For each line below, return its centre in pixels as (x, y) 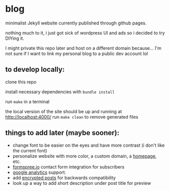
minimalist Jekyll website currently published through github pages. (76, 23)
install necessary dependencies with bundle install (60, 92)
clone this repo (21, 81)
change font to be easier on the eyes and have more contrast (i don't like (89, 145)
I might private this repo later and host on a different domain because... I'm (83, 48)
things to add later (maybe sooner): (62, 133)
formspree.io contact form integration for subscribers (69, 167)
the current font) (30, 150)
